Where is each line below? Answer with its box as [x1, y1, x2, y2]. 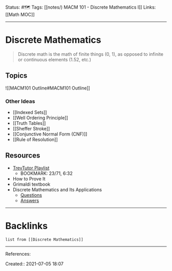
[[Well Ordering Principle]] [12, 115, 68, 121]
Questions [20, 192, 42, 198]
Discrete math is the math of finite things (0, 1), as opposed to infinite [17, 51, 164, 57]
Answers [20, 197, 39, 204]
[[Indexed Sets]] [12, 109, 47, 116]
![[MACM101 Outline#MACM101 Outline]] [5, 85, 91, 91]
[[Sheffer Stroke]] [12, 126, 50, 132]
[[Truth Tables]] [12, 120, 46, 126]
